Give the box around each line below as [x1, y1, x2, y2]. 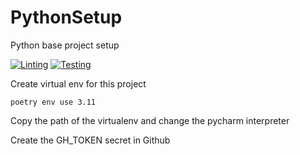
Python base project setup [10, 39, 120, 51]
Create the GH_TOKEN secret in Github [10, 134, 171, 146]
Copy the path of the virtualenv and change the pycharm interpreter [10, 114, 290, 126]
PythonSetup [10, 6, 123, 29]
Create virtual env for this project [10, 77, 147, 90]
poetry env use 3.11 [10, 97, 97, 107]
